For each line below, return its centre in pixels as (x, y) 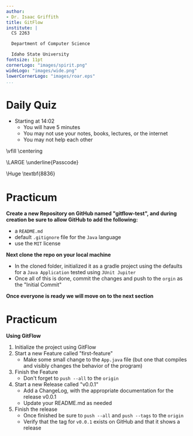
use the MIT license (37, 244)
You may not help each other (58, 140)
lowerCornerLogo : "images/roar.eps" (51, 76)
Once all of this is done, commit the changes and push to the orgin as (99, 279)
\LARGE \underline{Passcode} (42, 162)
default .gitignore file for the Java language (68, 237)
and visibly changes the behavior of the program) (83, 366)
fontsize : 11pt (25, 60)
